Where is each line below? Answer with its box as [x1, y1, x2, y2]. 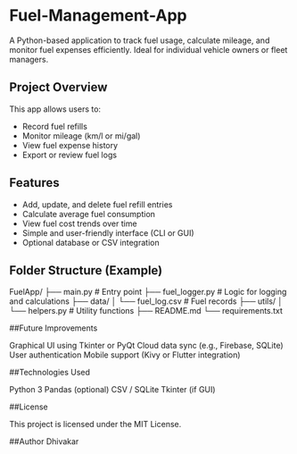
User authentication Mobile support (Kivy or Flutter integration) [9, 349, 241, 360]
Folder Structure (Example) [9, 263, 163, 278]
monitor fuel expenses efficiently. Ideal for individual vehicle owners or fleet [9, 44, 288, 55]
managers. [9, 54, 49, 64]
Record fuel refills [21, 121, 87, 131]
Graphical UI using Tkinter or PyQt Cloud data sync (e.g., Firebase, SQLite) [9, 340, 284, 351]
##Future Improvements [9, 323, 98, 333]
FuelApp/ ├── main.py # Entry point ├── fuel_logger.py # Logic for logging [9, 287, 287, 298]
